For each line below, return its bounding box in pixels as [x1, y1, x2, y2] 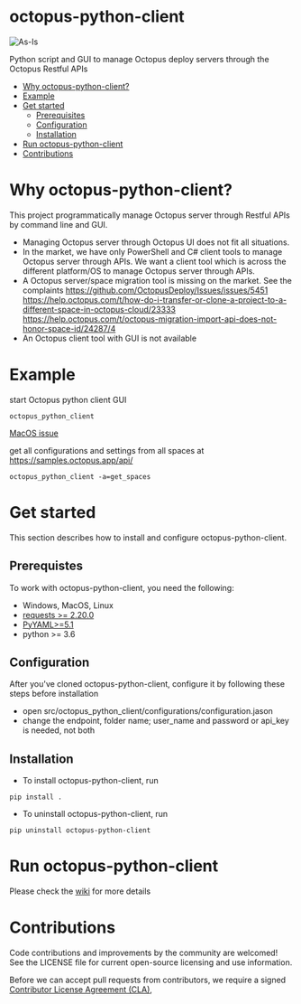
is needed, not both [22, 725, 96, 736]
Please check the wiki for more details [9, 886, 151, 896]
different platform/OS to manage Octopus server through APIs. [22, 265, 255, 277]
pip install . [9, 793, 63, 802]
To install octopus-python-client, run [22, 775, 160, 786]
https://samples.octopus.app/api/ [9, 455, 133, 465]
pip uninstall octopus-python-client [9, 826, 151, 835]
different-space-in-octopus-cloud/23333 [22, 304, 176, 314]
